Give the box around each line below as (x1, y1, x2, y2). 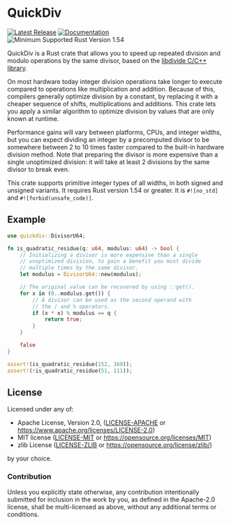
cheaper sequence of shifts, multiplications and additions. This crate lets (7, 99, 216, 108)
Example (7, 214, 46, 226)
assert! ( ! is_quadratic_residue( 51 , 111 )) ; (7, 367, 133, 374)
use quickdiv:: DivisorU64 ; (7, 232, 86, 239)
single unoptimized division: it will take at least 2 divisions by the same (7, 157, 210, 166)
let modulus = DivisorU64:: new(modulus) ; (20, 271, 142, 278)
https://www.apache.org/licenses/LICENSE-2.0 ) (17, 426, 156, 435)
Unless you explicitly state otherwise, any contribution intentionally (7, 488, 200, 496)
